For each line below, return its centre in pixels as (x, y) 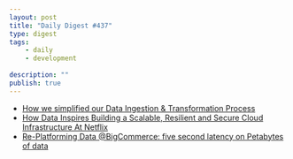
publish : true (35, 83)
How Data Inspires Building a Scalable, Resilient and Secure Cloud (143, 117)
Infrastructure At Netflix (65, 127)
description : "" (39, 75)
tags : (19, 42)
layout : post (33, 17)
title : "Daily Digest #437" (61, 26)
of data (35, 146)
